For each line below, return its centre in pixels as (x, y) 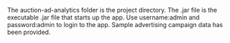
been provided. (29, 32)
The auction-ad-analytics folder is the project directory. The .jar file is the (112, 10)
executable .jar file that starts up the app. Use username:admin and (104, 17)
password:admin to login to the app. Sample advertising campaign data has (115, 25)
